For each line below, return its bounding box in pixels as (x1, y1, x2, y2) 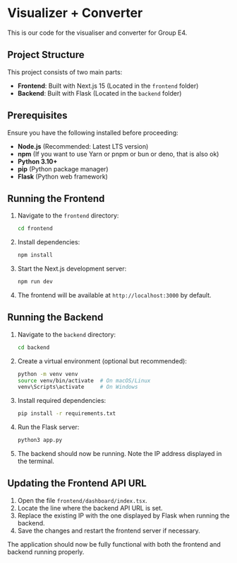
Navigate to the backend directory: (17, 330, 116, 339)
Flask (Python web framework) (17, 172, 108, 181)
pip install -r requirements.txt (17, 410, 116, 417)
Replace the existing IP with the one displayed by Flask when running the (17, 511, 230, 520)
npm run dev (17, 278, 53, 285)
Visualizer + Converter (7, 5, 143, 21)
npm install (17, 251, 53, 259)
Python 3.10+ (17, 157, 58, 166)
